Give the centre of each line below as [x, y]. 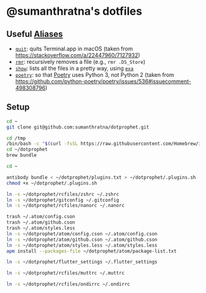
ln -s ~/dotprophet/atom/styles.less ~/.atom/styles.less [82, 245]
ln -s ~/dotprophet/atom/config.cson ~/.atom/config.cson [82, 234]
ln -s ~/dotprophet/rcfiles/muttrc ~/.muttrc [65, 273]
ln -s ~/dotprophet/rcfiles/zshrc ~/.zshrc [63, 194]
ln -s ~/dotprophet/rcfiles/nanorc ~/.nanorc [65, 206]
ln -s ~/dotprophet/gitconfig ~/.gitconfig [63, 200]
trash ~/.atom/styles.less [41, 229]
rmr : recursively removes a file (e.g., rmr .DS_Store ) [80, 62]
